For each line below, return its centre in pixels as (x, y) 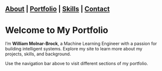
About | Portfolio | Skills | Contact (57, 9)
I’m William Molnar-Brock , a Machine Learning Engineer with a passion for (81, 44)
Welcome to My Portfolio (57, 30)
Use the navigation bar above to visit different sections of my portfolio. (77, 64)
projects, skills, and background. (38, 54)
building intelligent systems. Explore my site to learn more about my (74, 49)
